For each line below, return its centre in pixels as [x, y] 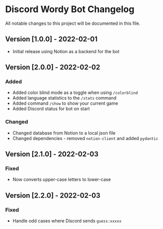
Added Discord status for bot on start [51, 109]
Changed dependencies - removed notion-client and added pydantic [85, 138]
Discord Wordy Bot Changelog [70, 9]
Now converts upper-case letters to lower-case [62, 179]
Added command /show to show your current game [65, 103]
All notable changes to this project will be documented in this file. [73, 23]
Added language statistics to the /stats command [64, 98]
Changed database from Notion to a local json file [64, 133]
